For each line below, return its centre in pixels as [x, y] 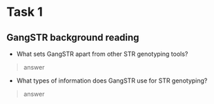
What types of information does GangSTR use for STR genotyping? [112, 81]
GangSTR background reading [73, 38]
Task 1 [25, 12]
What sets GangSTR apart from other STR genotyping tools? [102, 54]
